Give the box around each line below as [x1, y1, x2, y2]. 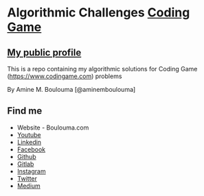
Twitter [16, 174, 38, 182]
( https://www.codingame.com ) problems [7, 72, 122, 80]
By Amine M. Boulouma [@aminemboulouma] [7, 86, 136, 93]
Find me [7, 105, 43, 117]
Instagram [16, 167, 46, 175]
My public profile [7, 47, 82, 58]
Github [16, 152, 36, 160]
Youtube [16, 130, 41, 138]
